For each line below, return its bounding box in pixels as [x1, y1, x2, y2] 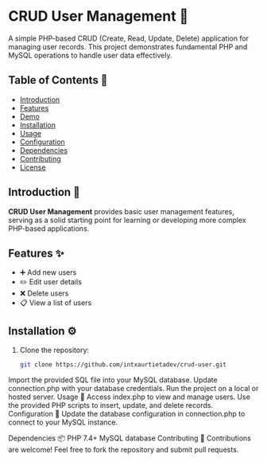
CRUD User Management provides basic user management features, [8, 206, 234, 216]
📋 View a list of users [19, 298, 92, 307]
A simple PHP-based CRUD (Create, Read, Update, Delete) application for [8, 33, 249, 43]
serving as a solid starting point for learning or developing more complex [8, 215, 246, 225]
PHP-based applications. [8, 223, 90, 233]
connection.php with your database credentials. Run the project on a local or [8, 384, 259, 393]
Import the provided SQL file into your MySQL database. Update [8, 375, 218, 385]
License [19, 162, 46, 172]
